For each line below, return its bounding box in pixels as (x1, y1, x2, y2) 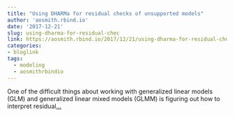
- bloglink (7, 49, 39, 56)
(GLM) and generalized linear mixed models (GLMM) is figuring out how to (7, 94, 221, 102)
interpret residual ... (7, 102, 62, 110)
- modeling (13, 62, 45, 69)
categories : (7, 42, 42, 49)
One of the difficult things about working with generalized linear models (7, 87, 213, 96)
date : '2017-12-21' (7, 23, 64, 30)
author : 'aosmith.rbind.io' (7, 17, 89, 24)
